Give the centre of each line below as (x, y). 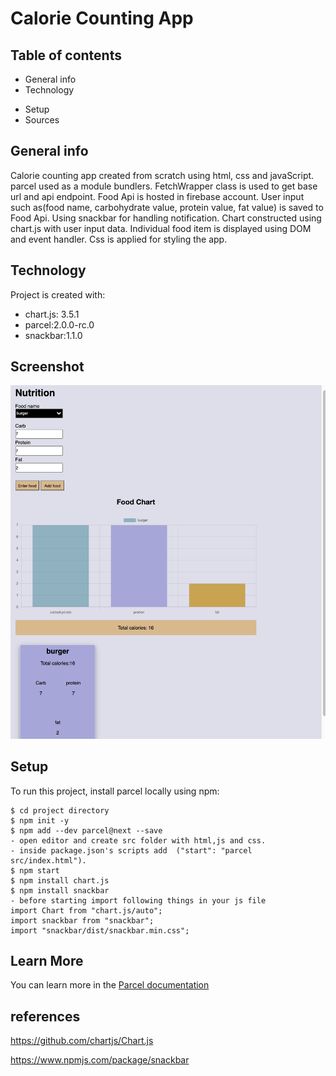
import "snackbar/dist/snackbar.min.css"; (100, 930)
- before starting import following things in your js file (138, 900)
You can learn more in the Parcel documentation (110, 985)
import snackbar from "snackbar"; (82, 920)
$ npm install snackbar (60, 890)
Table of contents (66, 55)
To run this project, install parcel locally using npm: (115, 791)
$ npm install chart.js (60, 880)
